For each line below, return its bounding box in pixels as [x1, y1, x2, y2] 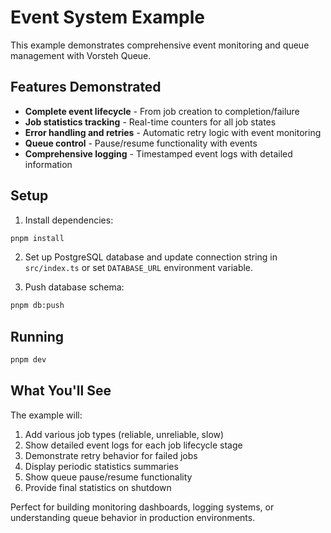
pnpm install [10, 233, 65, 243]
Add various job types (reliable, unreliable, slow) [24, 428, 225, 440]
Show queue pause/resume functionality [24, 471, 193, 483]
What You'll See [10, 382, 112, 400]
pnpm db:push [10, 301, 65, 311]
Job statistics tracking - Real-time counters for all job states [24, 116, 277, 128]
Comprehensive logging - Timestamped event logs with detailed [24, 147, 293, 160]
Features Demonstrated [10, 79, 162, 96]
